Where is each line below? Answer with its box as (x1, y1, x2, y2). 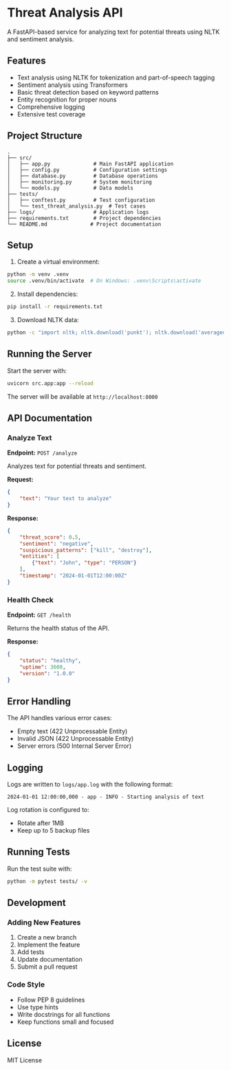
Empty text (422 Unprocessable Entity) (16, 727, 128, 735)
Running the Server (7, 348, 92, 360)
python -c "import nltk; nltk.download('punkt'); (7, 329, 153, 336)
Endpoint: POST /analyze (7, 448, 78, 457)
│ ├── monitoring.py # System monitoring (7, 178, 153, 186)
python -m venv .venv (7, 271, 69, 278)
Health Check (7, 595, 54, 604)
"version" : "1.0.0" (19, 670, 76, 677)
